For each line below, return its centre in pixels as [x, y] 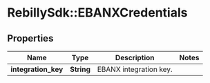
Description [135, 58]
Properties [30, 38]
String [80, 69]
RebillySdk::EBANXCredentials [97, 13]
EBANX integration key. [135, 69]
